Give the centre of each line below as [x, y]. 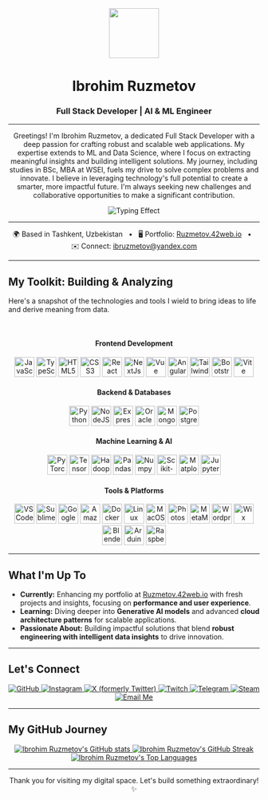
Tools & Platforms [134, 490]
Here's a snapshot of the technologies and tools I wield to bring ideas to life [132, 301]
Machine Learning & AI [134, 442]
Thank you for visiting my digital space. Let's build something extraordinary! [134, 780]
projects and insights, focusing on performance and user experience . [135, 603]
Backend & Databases [134, 392]
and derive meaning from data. [59, 310]
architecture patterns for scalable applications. [98, 620]
